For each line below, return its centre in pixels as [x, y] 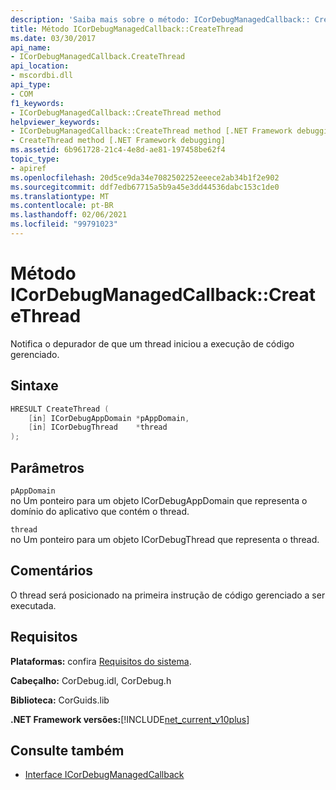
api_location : [40, 66]
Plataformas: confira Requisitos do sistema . [101, 661]
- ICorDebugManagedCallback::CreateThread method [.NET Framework [151, 131]
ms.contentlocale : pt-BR [62, 206]
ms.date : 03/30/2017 [53, 38]
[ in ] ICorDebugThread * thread [98, 427]
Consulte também [67, 750]
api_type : [31, 85]
